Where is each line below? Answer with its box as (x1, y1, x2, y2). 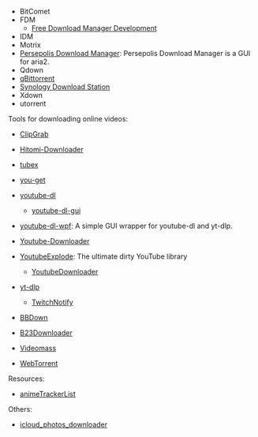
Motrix (19, 40, 41, 50)
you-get (19, 175, 46, 185)
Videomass (19, 343, 57, 353)
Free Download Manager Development (31, 24, 157, 32)
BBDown (19, 313, 49, 322)
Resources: (8, 374, 45, 383)
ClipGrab (19, 129, 49, 139)
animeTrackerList (19, 390, 77, 398)
